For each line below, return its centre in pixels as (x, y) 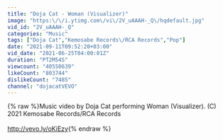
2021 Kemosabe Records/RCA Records (64, 114)
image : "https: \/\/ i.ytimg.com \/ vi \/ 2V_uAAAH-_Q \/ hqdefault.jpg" (106, 21)
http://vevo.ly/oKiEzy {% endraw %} (59, 129)
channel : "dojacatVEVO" (43, 86)
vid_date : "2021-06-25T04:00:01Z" (59, 54)
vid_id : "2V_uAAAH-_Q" (41, 27)
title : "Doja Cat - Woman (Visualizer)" (68, 14)
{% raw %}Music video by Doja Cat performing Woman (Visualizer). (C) (112, 106)
